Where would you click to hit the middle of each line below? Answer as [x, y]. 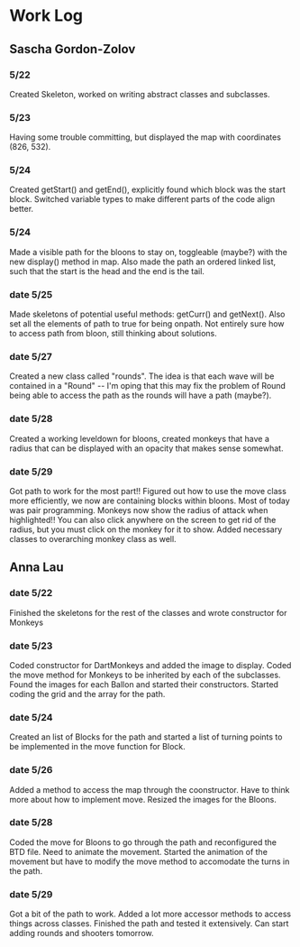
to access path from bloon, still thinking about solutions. [114, 334]
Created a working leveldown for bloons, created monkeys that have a [140, 438]
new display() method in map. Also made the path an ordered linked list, [143, 262]
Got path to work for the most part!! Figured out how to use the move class [148, 491]
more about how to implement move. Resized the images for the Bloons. [143, 799]
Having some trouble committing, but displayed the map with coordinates [145, 137]
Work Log [46, 16]
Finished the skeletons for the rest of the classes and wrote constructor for [148, 612]
